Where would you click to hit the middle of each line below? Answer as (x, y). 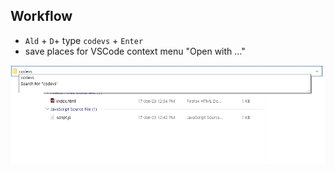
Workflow (41, 16)
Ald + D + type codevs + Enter (84, 40)
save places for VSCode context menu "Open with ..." (135, 51)
